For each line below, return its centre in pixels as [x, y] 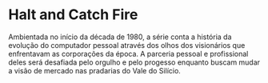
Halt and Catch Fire [73, 15]
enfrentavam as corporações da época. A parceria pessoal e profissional [128, 53]
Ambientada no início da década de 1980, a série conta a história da [120, 37]
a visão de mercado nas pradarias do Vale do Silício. [95, 70]
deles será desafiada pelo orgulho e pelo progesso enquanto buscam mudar [134, 62]
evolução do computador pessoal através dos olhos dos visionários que [127, 45]
